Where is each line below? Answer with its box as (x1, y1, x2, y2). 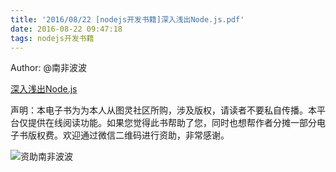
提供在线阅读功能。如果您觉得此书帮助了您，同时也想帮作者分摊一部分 (27, 117, 317, 129)
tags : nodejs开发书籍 (10, 33, 95, 43)
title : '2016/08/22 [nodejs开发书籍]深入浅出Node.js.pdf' (10, 14, 245, 25)
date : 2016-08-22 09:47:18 (10, 24, 123, 34)
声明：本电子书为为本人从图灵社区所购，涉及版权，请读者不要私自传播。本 (10, 104, 317, 116)
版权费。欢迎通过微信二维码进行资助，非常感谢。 (27, 129, 230, 141)
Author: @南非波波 (10, 62, 87, 74)
